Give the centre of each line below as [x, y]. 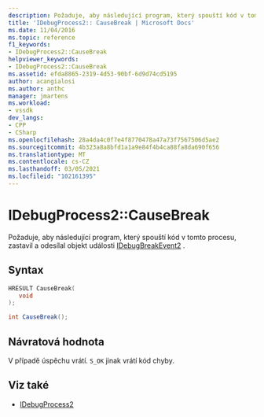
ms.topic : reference [42, 37]
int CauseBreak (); [38, 317]
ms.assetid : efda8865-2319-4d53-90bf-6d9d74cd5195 [93, 74]
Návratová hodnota [56, 342]
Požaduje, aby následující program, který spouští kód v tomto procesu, [123, 237]
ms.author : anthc [37, 89]
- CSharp [22, 132]
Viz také [29, 385]
